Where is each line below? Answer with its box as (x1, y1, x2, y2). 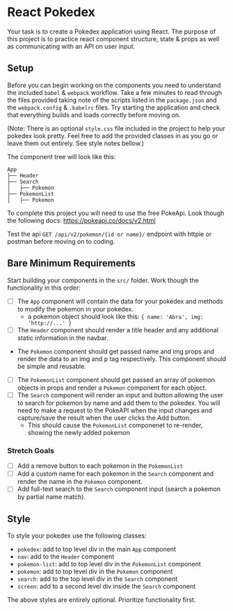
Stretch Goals (7, 446, 54, 455)
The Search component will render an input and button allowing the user (17, 390, 224, 399)
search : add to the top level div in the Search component (17, 575, 178, 583)
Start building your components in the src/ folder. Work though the (7, 276, 200, 284)
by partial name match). (17, 493, 86, 501)
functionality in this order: (7, 284, 81, 292)
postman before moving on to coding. (7, 237, 115, 245)
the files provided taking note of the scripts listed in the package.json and (7, 96, 217, 104)
